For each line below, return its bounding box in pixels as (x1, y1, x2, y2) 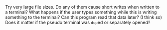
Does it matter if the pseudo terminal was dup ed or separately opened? (5, 19, 151, 25)
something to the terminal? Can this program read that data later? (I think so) (5, 15, 162, 20)
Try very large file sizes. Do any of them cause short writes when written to (5, 4, 160, 10)
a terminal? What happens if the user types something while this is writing (5, 9, 157, 15)
